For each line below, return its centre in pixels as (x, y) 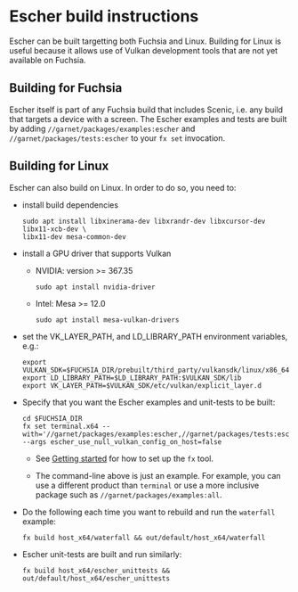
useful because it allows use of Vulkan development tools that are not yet (144, 50)
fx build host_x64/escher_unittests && (96, 571)
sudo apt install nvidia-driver (95, 287)
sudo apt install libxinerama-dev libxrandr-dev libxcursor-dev (144, 221)
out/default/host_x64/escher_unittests (96, 578)
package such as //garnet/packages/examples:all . (129, 494)
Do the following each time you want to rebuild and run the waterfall (149, 512)
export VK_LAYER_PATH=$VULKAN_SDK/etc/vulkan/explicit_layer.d (142, 385)
